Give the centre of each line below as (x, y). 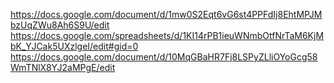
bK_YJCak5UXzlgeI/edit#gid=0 (74, 46)
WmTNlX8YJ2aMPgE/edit (63, 67)
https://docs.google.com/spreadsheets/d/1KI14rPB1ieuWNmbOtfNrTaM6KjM (167, 35)
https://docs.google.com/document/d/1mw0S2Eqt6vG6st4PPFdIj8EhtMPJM (166, 14)
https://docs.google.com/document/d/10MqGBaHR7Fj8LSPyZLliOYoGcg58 (164, 57)
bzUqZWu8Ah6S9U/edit (60, 25)
